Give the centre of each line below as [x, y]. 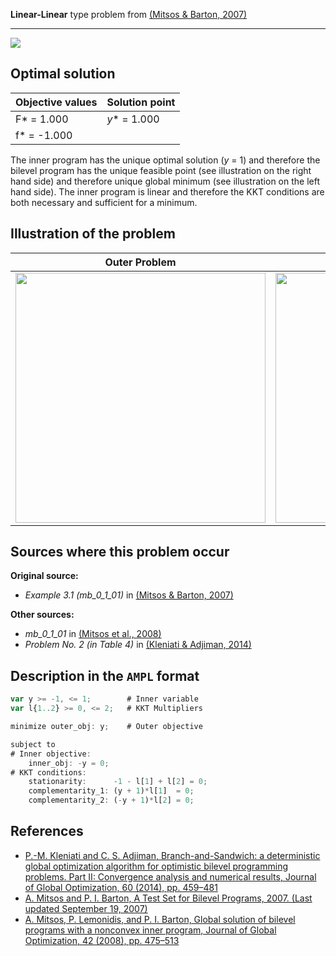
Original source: [44, 576]
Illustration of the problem [93, 234]
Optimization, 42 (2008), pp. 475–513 [102, 940]
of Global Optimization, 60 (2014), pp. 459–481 [121, 887]
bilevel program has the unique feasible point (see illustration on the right [161, 170]
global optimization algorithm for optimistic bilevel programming [156, 866]
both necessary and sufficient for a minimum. [104, 202]
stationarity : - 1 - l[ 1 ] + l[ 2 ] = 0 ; [118, 782]
